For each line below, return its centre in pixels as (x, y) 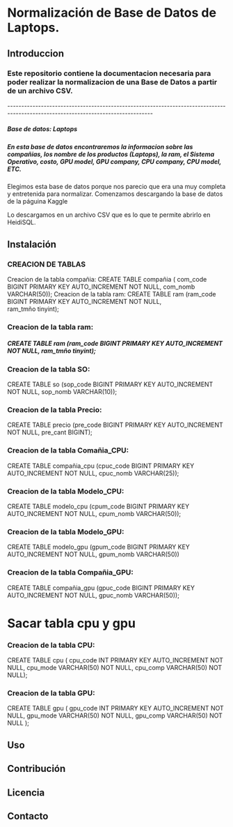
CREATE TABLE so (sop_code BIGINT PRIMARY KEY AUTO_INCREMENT (110, 384)
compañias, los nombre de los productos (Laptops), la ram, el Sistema (111, 154)
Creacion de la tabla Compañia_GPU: (70, 572)
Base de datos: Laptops (42, 129)
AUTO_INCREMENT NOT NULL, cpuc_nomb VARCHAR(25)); (93, 473)
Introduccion (36, 53)
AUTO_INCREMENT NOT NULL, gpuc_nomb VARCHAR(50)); (93, 595)
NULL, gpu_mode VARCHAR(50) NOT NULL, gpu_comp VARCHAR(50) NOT (115, 715)
